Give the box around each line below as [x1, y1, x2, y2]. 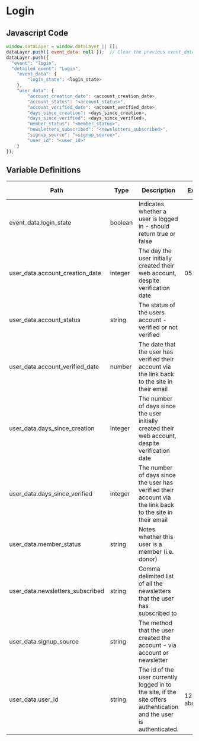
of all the [138, 579, 163, 588]
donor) [138, 555, 158, 563]
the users [138, 308, 165, 317]
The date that [138, 340, 176, 349]
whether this [138, 533, 174, 541]
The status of [138, 301, 176, 310]
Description [142, 186, 176, 194]
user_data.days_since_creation [9, 424, 95, 433]
